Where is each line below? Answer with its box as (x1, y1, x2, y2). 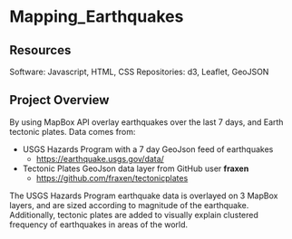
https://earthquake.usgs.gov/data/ (35, 153, 165, 164)
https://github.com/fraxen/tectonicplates (35, 172, 189, 183)
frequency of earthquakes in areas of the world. (9, 219, 189, 230)
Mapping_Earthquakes (9, 6, 184, 27)
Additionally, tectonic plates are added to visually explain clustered (9, 209, 258, 220)
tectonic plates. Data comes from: (9, 126, 136, 137)
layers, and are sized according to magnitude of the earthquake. (9, 199, 249, 210)
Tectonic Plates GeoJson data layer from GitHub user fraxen (22, 163, 249, 174)
